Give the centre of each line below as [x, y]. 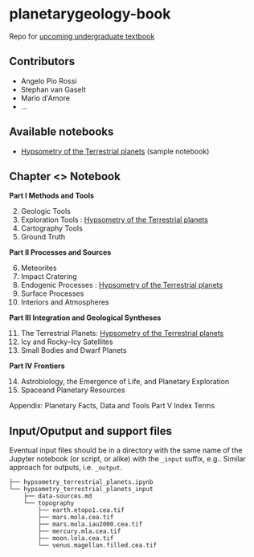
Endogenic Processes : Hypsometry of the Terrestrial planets [122, 285]
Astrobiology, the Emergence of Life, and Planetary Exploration [125, 382]
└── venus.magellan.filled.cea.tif [98, 546]
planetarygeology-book [90, 14]
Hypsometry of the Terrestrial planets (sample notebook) [115, 151]
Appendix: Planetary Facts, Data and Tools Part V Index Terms [112, 406]
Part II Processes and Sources [60, 252]
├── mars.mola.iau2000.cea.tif [90, 524]
